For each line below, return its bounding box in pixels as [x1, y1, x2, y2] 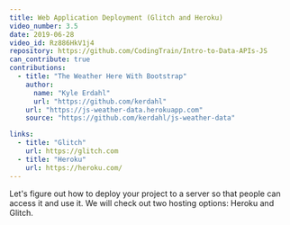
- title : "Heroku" [17, 155, 87, 164]
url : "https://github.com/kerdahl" [32, 96, 168, 106]
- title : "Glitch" [17, 139, 87, 148]
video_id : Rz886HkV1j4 [9, 38, 95, 48]
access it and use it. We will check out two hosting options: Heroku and [9, 197, 275, 208]
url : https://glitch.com [25, 147, 119, 156]
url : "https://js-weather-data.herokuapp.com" [25, 105, 204, 114]
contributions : [9, 64, 67, 73]
